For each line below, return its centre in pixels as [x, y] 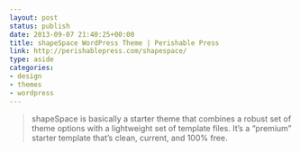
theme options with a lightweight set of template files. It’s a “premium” [161, 128]
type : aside [32, 59]
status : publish [40, 26]
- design [26, 76]
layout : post [34, 18]
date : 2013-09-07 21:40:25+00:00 [72, 34]
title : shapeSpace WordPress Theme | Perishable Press [114, 43]
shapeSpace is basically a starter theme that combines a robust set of [161, 119]
